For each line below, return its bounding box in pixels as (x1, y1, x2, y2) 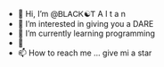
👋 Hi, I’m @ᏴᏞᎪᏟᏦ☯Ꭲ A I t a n (17, 9, 127, 19)
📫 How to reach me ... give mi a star (17, 47, 152, 58)
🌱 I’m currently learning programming (17, 28, 156, 38)
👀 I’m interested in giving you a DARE (17, 19, 154, 29)
